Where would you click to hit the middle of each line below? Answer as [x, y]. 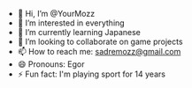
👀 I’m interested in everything [71, 23]
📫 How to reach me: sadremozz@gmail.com [99, 51]
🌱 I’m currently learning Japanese [79, 32]
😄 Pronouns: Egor [51, 64]
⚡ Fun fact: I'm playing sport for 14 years [92, 74]
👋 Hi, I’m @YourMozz [56, 14]
